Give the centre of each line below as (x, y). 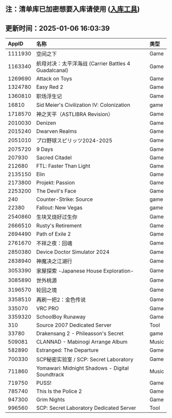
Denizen (46, 123)
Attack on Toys (54, 79)
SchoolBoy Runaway (61, 317)
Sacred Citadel (54, 158)
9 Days (45, 149)
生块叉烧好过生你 (57, 217)
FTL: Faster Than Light (63, 166)
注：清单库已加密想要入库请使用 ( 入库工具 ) (72, 9)
